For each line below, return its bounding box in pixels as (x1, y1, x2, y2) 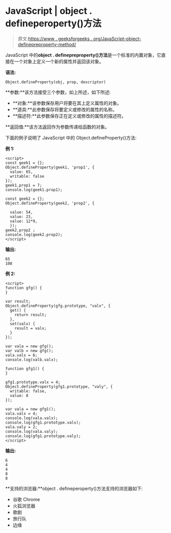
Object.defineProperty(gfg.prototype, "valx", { (5, 303, 111, 308)
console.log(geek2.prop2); (5, 232, 63, 237)
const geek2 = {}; (5, 196, 44, 201)
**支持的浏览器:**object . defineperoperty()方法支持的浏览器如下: (5, 485, 143, 491)
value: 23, (10, 214, 33, 219)
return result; (14, 312, 47, 318)
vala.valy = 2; (5, 424, 38, 429)
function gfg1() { (5, 366, 44, 371)
